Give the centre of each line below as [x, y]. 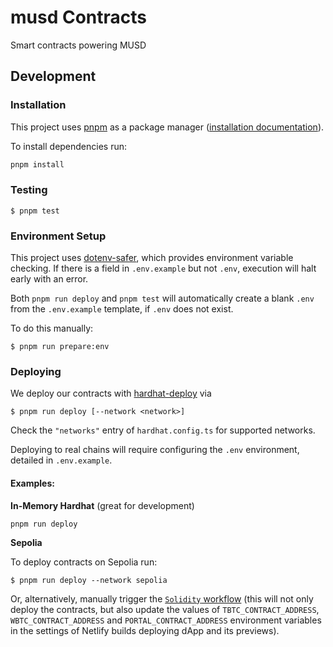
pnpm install [37, 164]
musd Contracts [78, 17]
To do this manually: [52, 328]
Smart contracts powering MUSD [78, 45]
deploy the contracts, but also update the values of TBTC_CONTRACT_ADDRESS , [165, 609]
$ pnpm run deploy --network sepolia [89, 580]
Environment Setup [58, 236]
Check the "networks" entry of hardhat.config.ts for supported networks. [163, 430]
